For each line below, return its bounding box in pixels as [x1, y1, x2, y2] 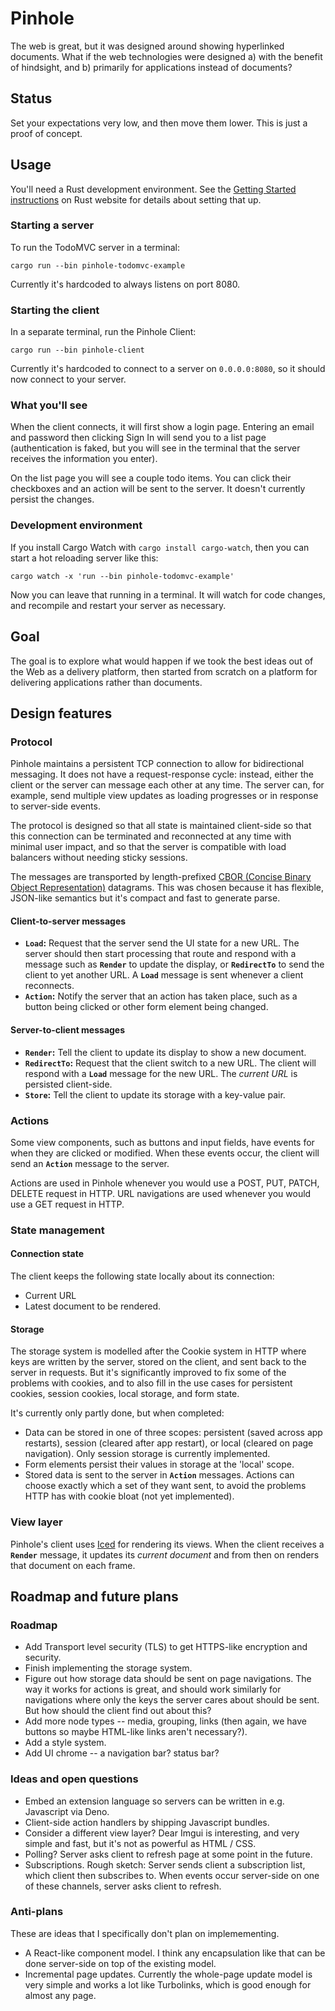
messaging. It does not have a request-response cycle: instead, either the [10, 768, 314, 781]
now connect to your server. [10, 373, 127, 386]
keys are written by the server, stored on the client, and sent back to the [10, 1356, 307, 1368]
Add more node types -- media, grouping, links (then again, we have [24, 1715, 307, 1727]
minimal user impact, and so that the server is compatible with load [10, 841, 287, 853]
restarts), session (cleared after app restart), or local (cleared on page [24, 1437, 314, 1449]
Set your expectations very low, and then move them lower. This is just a [10, 117, 308, 129]
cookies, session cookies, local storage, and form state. [10, 1388, 240, 1400]
